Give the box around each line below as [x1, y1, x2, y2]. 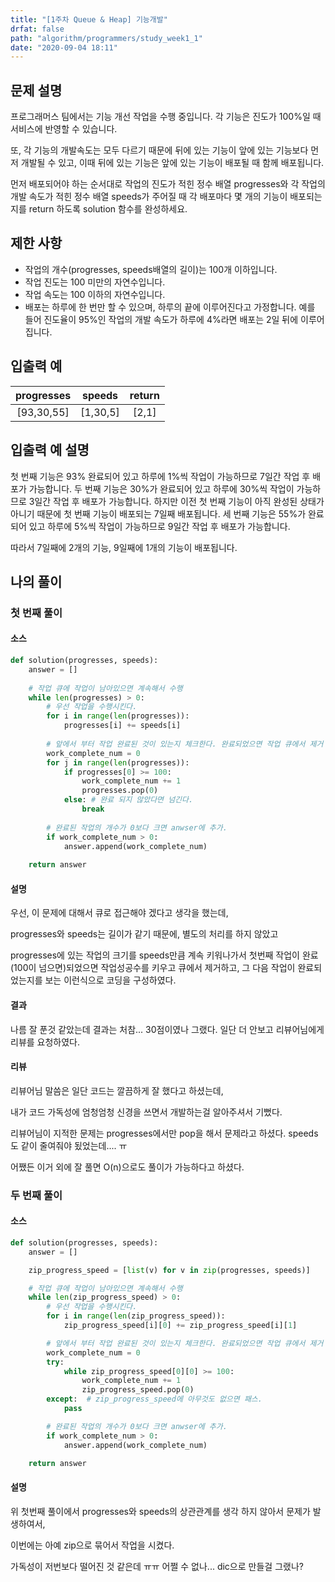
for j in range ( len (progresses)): [46, 757, 190, 768]
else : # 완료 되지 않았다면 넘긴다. [63, 795, 194, 805]
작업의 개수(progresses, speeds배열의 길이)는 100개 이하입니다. [24, 263, 278, 275]
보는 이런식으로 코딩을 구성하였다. [44, 974, 177, 986]
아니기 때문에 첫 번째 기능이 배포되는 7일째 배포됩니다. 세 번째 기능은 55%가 [10, 507, 307, 520]
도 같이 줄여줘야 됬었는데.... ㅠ [10, 1139, 128, 1151]
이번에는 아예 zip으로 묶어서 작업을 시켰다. [10, 1539, 175, 1551]
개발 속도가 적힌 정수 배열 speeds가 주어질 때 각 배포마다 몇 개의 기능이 [10, 191, 288, 203]
